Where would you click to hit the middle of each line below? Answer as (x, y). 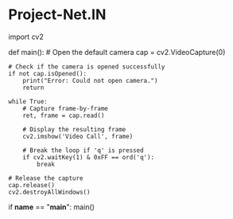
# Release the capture (46, 178)
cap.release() (32, 185)
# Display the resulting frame (74, 129)
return (33, 88)
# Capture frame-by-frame (66, 108)
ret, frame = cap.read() (64, 115)
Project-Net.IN (57, 15)
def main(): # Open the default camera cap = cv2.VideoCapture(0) (117, 52)
